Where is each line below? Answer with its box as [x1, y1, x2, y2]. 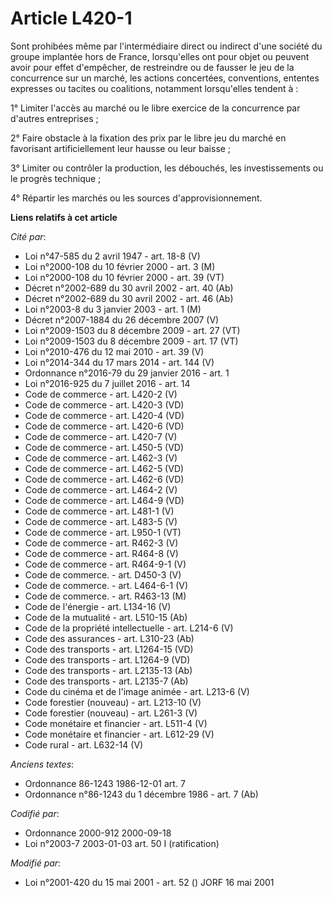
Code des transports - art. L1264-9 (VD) [24, 653, 191, 666]
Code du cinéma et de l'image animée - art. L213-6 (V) [24, 685, 250, 697]
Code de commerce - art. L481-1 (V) [24, 505, 175, 517]
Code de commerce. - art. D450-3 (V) [24, 568, 182, 581]
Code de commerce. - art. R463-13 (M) [24, 590, 187, 602]
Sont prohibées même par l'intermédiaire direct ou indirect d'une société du [10, 40, 323, 52]
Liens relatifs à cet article [10, 211, 118, 223]
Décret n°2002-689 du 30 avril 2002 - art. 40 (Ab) [24, 282, 234, 294]
